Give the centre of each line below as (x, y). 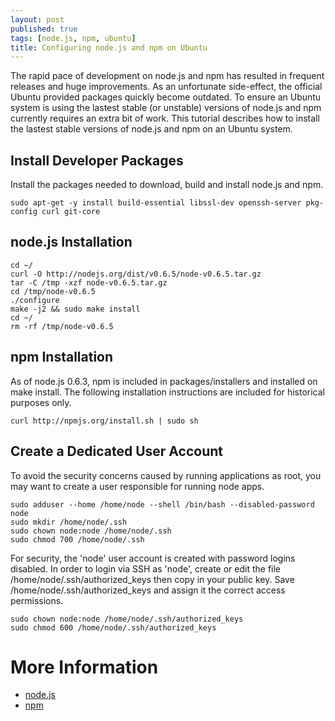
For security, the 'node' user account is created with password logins (153, 558)
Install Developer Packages (97, 160)
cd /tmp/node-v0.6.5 (53, 291)
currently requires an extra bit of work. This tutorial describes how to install (165, 118)
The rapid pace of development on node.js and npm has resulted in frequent (167, 76)
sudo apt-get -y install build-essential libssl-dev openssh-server (156, 203)
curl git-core (71, 212)
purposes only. (41, 402)
